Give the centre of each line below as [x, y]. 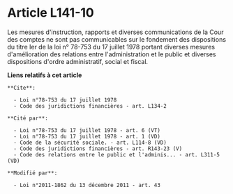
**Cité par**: [28, 118]
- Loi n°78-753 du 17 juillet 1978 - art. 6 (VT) [87, 130]
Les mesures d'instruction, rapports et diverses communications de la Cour [115, 32]
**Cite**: [22, 88]
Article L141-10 [51, 13]
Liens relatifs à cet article [45, 75]
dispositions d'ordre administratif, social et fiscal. [78, 61]
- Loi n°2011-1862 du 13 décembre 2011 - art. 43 [87, 185]
